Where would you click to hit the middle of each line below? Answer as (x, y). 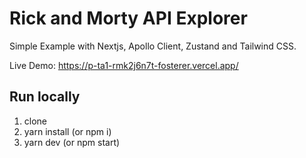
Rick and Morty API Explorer (128, 18)
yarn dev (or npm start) (72, 142)
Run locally (45, 97)
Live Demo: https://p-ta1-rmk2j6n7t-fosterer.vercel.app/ (124, 65)
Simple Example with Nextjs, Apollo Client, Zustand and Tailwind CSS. (153, 46)
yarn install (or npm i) (67, 131)
